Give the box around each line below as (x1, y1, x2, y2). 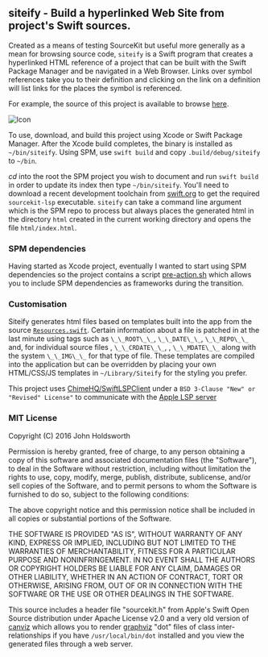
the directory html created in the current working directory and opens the (8, 214, 252, 224)
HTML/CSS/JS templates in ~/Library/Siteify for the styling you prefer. (8, 368, 248, 378)
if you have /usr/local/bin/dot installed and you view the (52, 630, 245, 640)
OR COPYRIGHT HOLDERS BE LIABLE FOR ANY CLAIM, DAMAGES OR (8, 563, 241, 573)
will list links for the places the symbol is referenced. (8, 83, 183, 93)
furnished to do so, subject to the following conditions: (8, 489, 189, 499)
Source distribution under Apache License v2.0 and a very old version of (8, 613, 249, 623)
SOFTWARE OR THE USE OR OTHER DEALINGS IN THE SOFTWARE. (8, 588, 234, 599)
